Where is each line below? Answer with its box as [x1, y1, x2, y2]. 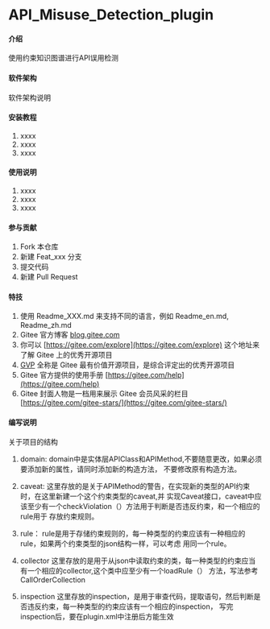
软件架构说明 [8, 93, 51, 102]
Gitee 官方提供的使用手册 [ [19, 370, 109, 380]
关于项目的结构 [8, 437, 58, 446]
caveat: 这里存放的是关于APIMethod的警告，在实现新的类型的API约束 [19, 481, 251, 490]
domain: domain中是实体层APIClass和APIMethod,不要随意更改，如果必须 [19, 453, 262, 464]
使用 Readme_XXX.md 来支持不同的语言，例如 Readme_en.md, [19, 312, 230, 321]
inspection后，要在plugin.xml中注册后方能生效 [19, 611, 175, 621]
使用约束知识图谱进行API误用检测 [8, 53, 119, 63]
